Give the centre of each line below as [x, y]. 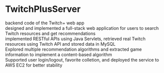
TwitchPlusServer [43, 9]
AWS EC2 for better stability [34, 65]
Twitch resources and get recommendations [50, 33]
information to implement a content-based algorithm [59, 54]
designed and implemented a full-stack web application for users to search [82, 28]
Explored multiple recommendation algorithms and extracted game [74, 49]
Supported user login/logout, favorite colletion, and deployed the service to [82, 60]
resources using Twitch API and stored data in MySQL [60, 44]
